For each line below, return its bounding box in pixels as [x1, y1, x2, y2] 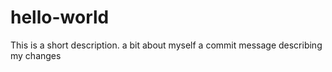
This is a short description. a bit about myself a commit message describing [10, 39, 323, 51]
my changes [10, 49, 62, 61]
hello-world [10, 6, 110, 29]
